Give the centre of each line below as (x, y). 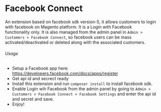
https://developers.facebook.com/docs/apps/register (65, 73)
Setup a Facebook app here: (40, 69)
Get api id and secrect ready (40, 79)
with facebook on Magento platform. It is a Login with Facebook (68, 27)
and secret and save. (33, 99)
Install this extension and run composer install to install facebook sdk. (82, 84)
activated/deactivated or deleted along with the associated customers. (75, 42)
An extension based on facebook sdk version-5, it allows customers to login (80, 22)
